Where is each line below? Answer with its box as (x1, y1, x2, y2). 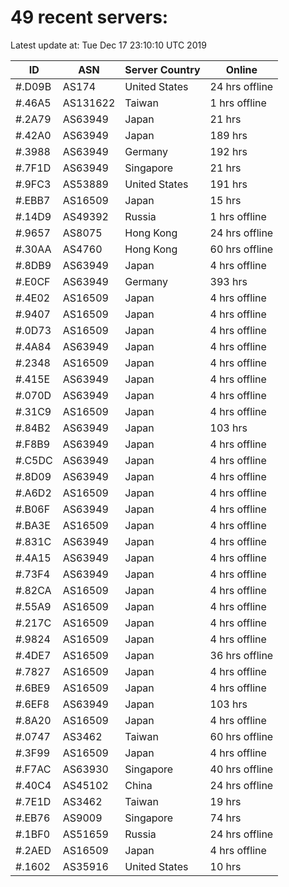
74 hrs (209, 811, 242, 825)
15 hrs (209, 193, 242, 207)
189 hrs (209, 128, 248, 142)
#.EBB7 (15, 193, 51, 207)
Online (225, 62, 258, 76)
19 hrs (209, 794, 242, 808)
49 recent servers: (10, 6, 169, 29)
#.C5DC (15, 453, 53, 467)
